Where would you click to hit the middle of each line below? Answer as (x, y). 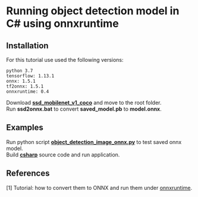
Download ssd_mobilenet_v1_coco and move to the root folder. (84, 103)
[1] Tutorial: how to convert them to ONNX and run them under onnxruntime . (99, 187)
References (28, 173)
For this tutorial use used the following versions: (65, 60)
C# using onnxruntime (62, 24)
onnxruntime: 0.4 (28, 92)
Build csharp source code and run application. (63, 154)
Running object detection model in (93, 11)
